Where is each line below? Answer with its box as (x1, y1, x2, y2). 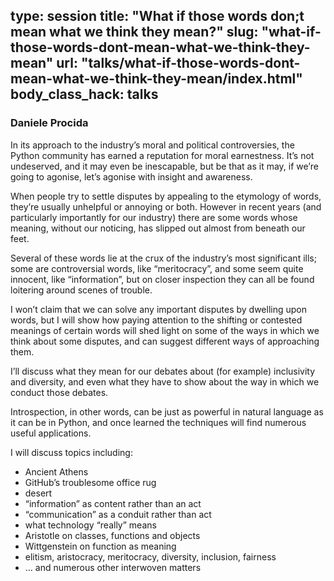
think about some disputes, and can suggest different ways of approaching (10, 335, 320, 347)
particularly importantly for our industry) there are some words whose (10, 211, 298, 223)
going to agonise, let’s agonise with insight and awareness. (10, 170, 253, 183)
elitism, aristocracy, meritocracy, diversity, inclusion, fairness (24, 550, 277, 563)
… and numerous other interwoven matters (24, 561, 202, 573)
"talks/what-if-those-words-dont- (80, 55, 301, 72)
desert (24, 487, 53, 499)
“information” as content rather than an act (24, 497, 202, 509)
